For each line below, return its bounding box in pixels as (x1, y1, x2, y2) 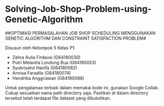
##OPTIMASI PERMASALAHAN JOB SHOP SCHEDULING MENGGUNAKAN (5, 30, 156, 36)
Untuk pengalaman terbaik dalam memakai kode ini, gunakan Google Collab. (5, 84, 159, 90)
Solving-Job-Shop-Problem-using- (5, 3, 152, 15)
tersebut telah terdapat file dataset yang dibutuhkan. (5, 95, 111, 101)
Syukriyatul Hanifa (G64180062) (12, 65, 77, 71)
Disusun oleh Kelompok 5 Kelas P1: (5, 45, 76, 51)
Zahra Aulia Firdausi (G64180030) (12, 54, 81, 60)
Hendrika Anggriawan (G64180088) (12, 75, 85, 81)
